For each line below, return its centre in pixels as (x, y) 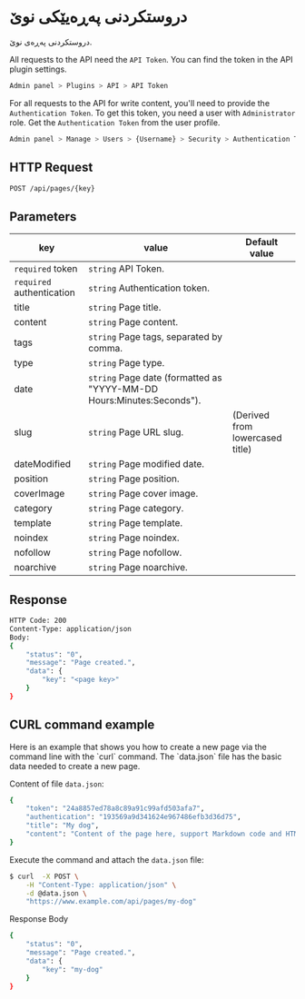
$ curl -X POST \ (44, 876)
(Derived (251, 415)
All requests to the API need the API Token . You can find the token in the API (151, 59)
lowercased (257, 438)
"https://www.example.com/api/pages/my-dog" (111, 902)
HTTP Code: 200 (38, 620)
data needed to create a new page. (75, 766)
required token (46, 269)
